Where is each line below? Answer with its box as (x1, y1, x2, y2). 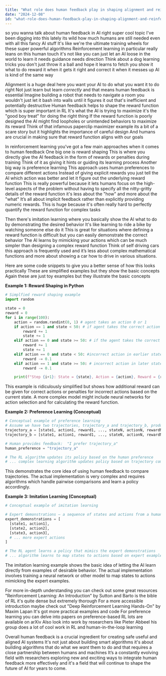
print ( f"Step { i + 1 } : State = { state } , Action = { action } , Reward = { (14, 374, 161, 380)
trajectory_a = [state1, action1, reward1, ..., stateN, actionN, (5, 428, 145, 433)
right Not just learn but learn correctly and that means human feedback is (5, 87, 155, 93)
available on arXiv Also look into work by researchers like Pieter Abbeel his (5, 619, 157, 625)
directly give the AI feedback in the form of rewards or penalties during (5, 154, 150, 160)
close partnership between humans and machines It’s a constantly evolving (5, 650, 159, 655)
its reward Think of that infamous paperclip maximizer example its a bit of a (5, 124, 158, 130)
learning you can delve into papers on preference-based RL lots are (5, 614, 143, 620)
